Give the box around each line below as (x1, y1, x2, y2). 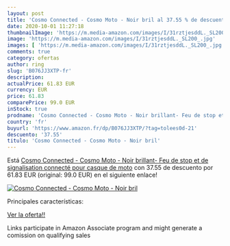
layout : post (7, 10, 44, 17)
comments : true (7, 49, 51, 56)
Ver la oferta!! (7, 210, 46, 219)
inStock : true (7, 106, 48, 112)
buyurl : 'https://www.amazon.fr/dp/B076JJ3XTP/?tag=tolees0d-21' (7, 125, 197, 132)
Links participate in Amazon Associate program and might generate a (7, 224, 203, 232)
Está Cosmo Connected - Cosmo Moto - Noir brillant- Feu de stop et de (7, 156, 209, 164)
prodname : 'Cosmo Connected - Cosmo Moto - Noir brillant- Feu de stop (7, 112, 216, 119)
